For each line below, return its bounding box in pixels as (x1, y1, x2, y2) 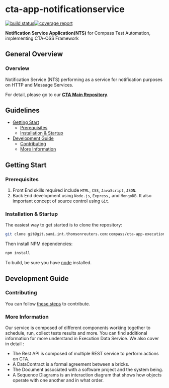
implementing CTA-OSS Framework (5, 35, 79, 41)
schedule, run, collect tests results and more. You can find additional (5, 330, 147, 336)
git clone (5, 231, 26, 237)
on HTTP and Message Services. (5, 82, 74, 88)
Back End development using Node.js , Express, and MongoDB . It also (12, 193, 152, 199)
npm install (5, 251, 30, 256)
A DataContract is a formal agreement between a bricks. (12, 361, 130, 367)
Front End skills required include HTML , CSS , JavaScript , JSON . (12, 187, 137, 193)
